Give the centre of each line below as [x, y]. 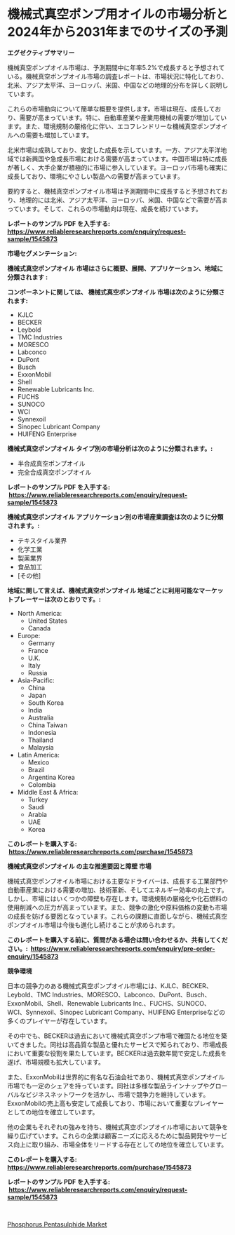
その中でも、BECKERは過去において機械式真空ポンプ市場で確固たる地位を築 [117, 1036]
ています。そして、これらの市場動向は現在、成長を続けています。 [107, 208]
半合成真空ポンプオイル [51, 463]
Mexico [39, 762]
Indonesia [42, 732]
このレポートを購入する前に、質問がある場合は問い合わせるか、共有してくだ [117, 940]
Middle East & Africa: [48, 792]
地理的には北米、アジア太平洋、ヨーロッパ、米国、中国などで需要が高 [121, 200]
